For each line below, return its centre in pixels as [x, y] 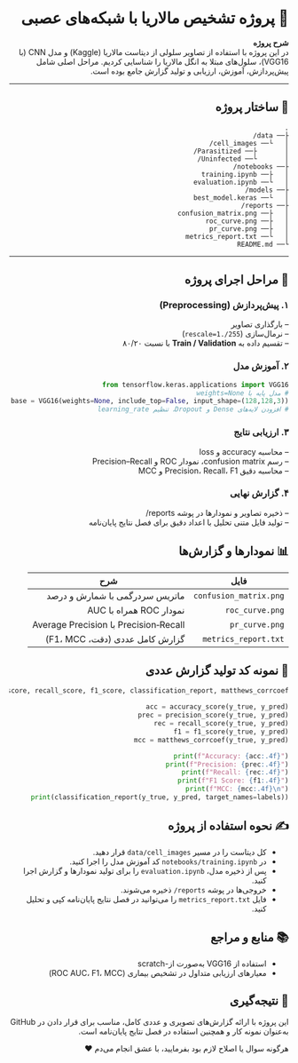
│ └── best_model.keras [241, 198]
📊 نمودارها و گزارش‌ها [234, 551]
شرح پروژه [271, 43]
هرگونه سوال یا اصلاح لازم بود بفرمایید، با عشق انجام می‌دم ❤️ [186, 1049]
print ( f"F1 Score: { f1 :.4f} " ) [233, 781]
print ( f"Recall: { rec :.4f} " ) [235, 773]
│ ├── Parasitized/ [241, 151]
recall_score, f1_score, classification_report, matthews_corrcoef [161, 691]
